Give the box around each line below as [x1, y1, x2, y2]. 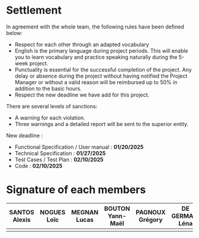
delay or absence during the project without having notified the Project [14, 72, 188, 79]
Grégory [139, 216, 163, 224]
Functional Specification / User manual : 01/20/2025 [14, 143, 144, 150]
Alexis [12, 216, 31, 224]
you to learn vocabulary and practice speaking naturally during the [14, 53, 178, 60]
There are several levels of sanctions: [6, 102, 98, 110]
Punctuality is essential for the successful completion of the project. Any [14, 66, 192, 73]
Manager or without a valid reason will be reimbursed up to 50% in [14, 78, 178, 86]
